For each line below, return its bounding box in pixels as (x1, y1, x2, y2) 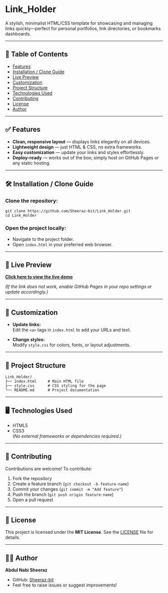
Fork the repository (12, 475, 52, 481)
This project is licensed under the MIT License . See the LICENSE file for (5, 529, 153, 535)
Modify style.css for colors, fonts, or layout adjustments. (12, 342, 131, 348)
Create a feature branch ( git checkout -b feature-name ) (12, 481, 129, 487)
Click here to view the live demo (5, 274, 73, 280)
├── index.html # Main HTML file (5, 379, 84, 384)
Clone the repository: (5, 197, 58, 204)
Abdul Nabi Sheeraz (5, 567, 47, 573)
